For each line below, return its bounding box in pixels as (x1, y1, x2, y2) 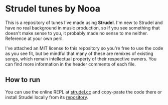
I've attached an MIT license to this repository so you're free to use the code (5, 45, 163, 51)
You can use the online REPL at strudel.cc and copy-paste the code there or (5, 88, 162, 95)
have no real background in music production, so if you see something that (5, 24, 160, 30)
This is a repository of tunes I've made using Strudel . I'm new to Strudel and (5, 19, 163, 25)
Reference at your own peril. (5, 35, 64, 41)
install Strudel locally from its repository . (5, 94, 89, 100)
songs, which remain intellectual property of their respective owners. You (5, 55, 157, 61)
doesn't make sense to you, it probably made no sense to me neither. (5, 30, 148, 36)
